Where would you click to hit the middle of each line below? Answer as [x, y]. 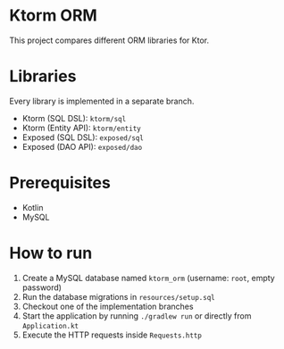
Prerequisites [60, 183]
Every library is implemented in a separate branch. [102, 101]
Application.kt [50, 326]
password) [42, 287]
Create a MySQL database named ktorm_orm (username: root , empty [148, 278]
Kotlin [33, 207]
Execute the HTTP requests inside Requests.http [112, 335]
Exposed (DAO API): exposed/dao [82, 146]
